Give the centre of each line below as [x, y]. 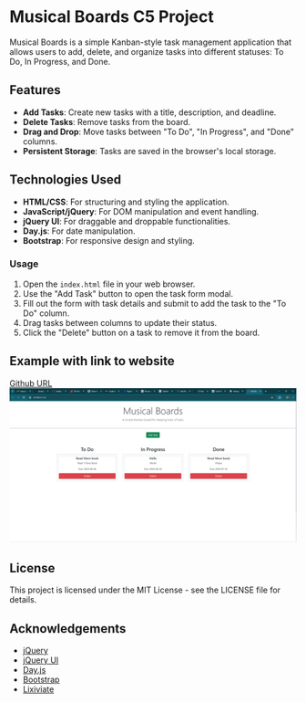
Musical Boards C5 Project [112, 17]
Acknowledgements [68, 629]
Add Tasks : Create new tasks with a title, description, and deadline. [149, 112]
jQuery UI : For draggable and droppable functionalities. [126, 221]
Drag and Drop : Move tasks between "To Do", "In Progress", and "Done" [158, 131]
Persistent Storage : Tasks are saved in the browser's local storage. [149, 151]
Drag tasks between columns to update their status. [120, 322]
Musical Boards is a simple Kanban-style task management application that [151, 42]
